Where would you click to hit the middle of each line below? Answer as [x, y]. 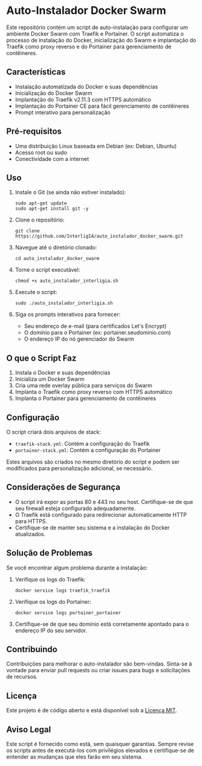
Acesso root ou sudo [41, 152]
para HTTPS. [31, 521]
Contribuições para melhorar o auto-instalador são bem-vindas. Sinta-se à [99, 664]
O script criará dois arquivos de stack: [54, 432]
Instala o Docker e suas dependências [63, 373]
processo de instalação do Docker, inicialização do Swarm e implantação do [101, 40]
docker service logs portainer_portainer [68, 613]
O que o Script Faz [41, 358]
